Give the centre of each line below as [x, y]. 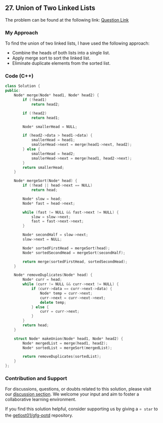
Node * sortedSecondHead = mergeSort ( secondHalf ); [74, 253]
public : [13, 91]
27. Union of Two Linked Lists [50, 8]
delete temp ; [53, 302]
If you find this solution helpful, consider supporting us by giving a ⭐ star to [81, 409]
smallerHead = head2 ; [53, 154]
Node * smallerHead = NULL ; [50, 127]
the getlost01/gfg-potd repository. [39, 415]
